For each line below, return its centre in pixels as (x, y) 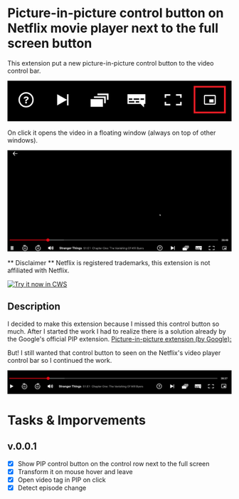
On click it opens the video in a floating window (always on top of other (112, 133)
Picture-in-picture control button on (116, 13)
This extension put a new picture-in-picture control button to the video (111, 63)
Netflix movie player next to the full (113, 28)
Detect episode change (52, 488)
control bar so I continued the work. (60, 360)
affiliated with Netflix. (38, 270)
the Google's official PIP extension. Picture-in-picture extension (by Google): (119, 339)
